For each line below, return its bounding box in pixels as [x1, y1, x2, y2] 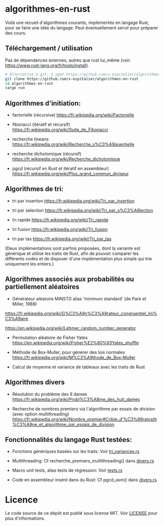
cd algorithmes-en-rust [5, 81, 54, 86]
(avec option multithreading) [12, 411, 69, 417]
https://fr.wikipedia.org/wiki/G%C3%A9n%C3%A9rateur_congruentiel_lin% [5, 310, 157, 316]
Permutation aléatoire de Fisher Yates [12, 334, 88, 341]
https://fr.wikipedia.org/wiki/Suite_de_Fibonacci [12, 127, 108, 133]
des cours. [5, 30, 27, 36]
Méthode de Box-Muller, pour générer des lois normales [12, 349, 125, 355]
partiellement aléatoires [5, 283, 80, 291]
